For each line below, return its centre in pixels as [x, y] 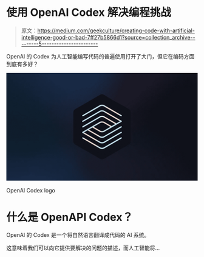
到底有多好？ [22, 64]
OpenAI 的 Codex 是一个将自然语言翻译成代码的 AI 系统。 [78, 235]
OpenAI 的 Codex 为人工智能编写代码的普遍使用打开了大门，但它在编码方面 [100, 56]
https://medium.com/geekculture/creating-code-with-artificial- [116, 30]
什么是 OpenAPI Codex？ [70, 217]
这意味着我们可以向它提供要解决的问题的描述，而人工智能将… [83, 248]
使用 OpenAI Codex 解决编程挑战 [89, 12]
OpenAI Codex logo [31, 191]
